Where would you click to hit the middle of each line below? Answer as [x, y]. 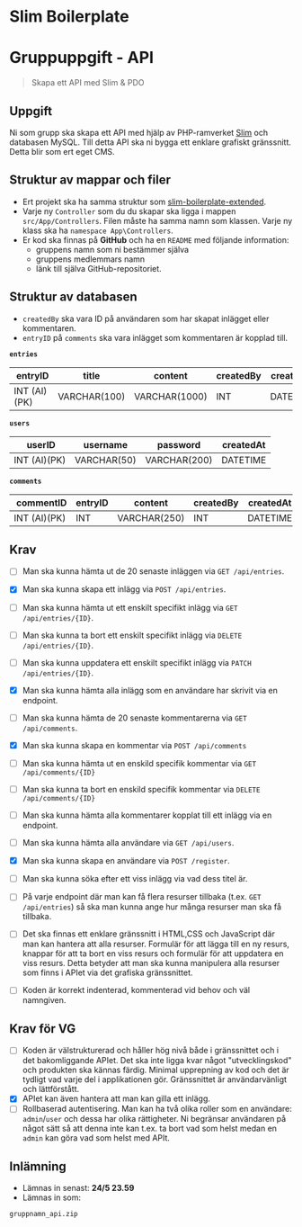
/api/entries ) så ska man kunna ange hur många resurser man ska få [151, 907]
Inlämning [38, 1166]
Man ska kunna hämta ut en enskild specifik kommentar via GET [139, 763]
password [179, 444]
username [106, 444]
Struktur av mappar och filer [90, 180]
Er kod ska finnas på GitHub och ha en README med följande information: [155, 239]
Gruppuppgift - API [82, 58]
